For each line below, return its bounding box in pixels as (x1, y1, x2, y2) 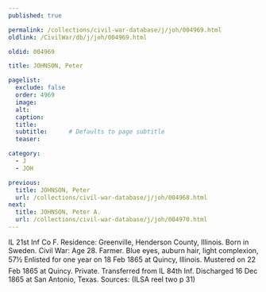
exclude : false (15, 84, 66, 92)
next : (8, 201, 26, 209)
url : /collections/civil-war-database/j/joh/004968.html (15, 194, 208, 202)
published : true (8, 11, 62, 20)
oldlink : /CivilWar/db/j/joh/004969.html (8, 33, 148, 41)
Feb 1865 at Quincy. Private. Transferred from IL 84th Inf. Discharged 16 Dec (8, 266, 258, 275)
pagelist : (8, 76, 41, 84)
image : (15, 98, 37, 106)
